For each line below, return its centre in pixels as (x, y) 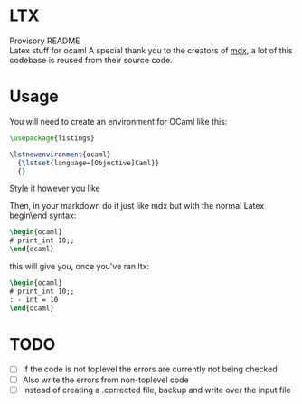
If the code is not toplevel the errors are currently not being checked (150, 369)
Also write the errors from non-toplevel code (106, 380)
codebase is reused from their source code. (91, 60)
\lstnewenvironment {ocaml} (60, 155)
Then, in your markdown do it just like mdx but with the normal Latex (137, 206)
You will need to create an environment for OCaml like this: (118, 121)
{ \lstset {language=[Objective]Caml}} (89, 163)
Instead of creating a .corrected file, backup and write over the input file (156, 390)
